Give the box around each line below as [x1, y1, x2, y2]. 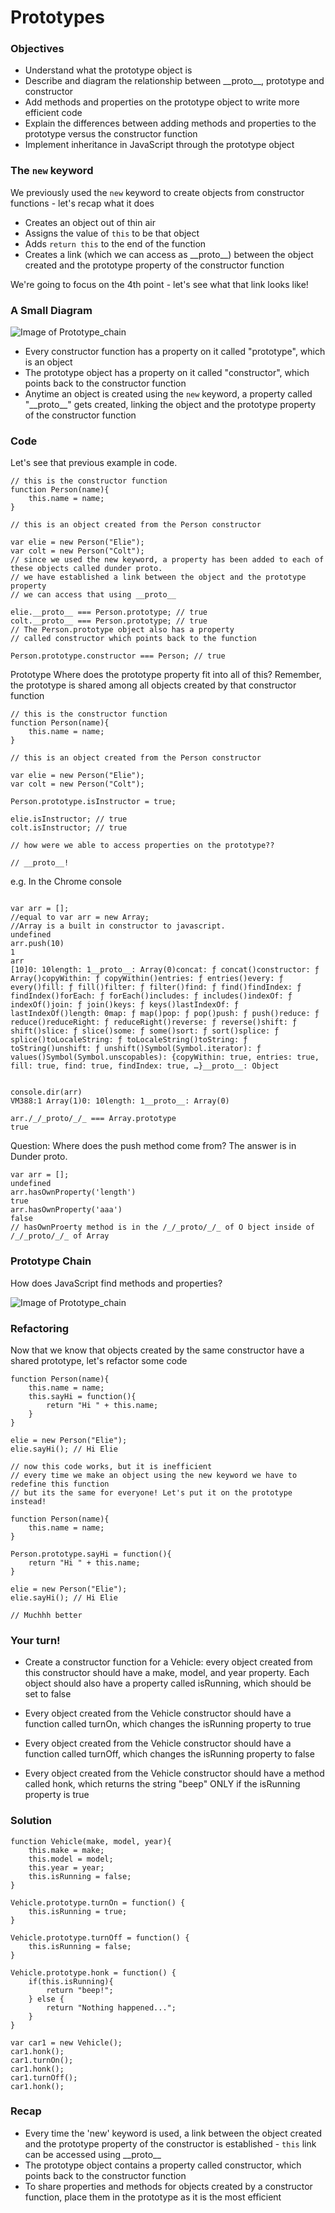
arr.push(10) [10, 939, 65, 949]
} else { [28, 1994, 65, 2004]
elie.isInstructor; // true [10, 814, 128, 825]
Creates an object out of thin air [24, 216, 156, 228]
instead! [10, 1496, 47, 1506]
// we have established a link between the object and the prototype [10, 572, 307, 583]
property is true [24, 1789, 90, 1801]
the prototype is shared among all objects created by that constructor [10, 679, 297, 691]
